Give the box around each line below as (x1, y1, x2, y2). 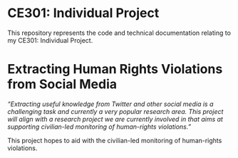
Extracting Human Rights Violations (7, 61, 223, 78)
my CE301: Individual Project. (7, 36, 93, 44)
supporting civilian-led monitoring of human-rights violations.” (7, 122, 191, 131)
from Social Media (7, 76, 118, 93)
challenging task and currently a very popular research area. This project (7, 107, 224, 115)
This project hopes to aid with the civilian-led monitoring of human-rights (7, 136, 222, 144)
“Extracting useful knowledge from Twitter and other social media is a (7, 100, 214, 108)
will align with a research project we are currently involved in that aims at (7, 115, 223, 123)
